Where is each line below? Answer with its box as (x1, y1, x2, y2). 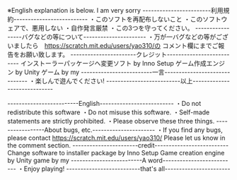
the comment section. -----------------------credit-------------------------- (7, 141, 229, 150)
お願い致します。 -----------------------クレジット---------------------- (19, 50, 230, 59)
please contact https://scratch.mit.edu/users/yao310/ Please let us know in (7, 133, 226, 142)
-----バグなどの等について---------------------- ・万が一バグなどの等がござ (7, 32, 229, 41)
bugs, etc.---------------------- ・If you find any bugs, (63, 126, 223, 134)
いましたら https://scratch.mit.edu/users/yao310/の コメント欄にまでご (7, 42, 219, 49)
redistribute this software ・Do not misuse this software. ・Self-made (7, 108, 210, 116)
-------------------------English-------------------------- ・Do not (7, 100, 202, 107)
